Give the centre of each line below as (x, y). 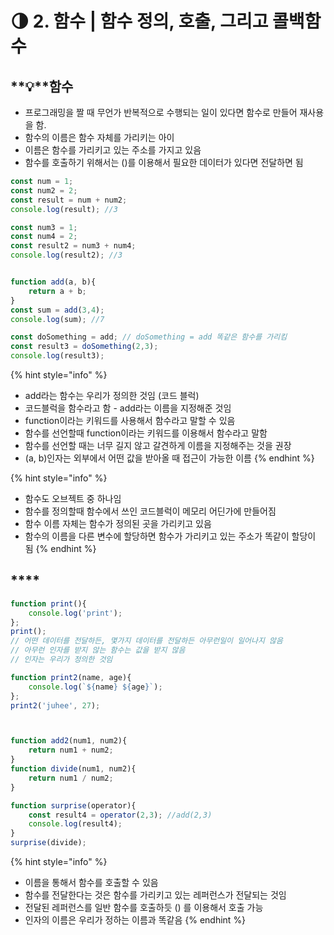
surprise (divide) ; (48, 843)
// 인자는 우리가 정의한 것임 (61, 660)
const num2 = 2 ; (44, 190)
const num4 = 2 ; (44, 237)
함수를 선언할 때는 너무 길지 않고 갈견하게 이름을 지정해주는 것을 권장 (158, 445)
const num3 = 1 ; (44, 227)
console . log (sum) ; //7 (57, 319)
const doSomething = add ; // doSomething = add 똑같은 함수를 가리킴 (149, 337)
